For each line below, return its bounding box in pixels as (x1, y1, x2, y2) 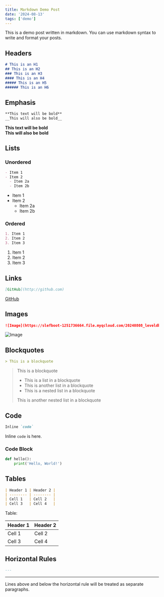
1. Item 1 (5, 231, 25, 237)
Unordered (5, 159, 31, 166)
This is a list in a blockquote (24, 378, 81, 383)
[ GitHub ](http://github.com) (5, 287, 64, 292)
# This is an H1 (5, 62, 38, 67)
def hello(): (5, 456, 32, 462)
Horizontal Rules (5, 554, 57, 563)
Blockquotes (5, 346, 44, 354)
